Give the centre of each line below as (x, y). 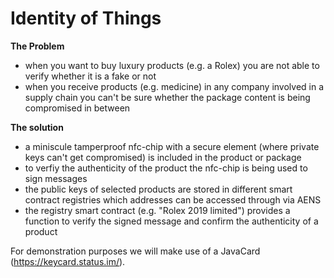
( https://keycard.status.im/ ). (68, 261)
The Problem (37, 46)
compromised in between (77, 108)
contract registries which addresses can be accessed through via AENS (173, 199)
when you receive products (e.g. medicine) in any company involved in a (174, 86)
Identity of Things (86, 18)
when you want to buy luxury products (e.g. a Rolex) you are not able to (172, 65)
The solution (37, 127)
